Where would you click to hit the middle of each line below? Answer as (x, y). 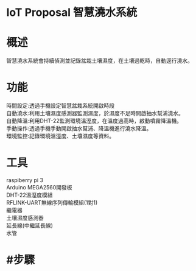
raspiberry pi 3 (25, 180)
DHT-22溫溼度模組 (30, 195)
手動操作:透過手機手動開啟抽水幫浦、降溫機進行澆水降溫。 (79, 128)
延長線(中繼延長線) (30, 225)
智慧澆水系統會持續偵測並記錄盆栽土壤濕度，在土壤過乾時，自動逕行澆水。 (100, 61)
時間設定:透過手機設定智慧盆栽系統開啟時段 (61, 106)
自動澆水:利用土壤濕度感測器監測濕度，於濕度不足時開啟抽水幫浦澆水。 (95, 113)
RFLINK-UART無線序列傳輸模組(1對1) (52, 202)
